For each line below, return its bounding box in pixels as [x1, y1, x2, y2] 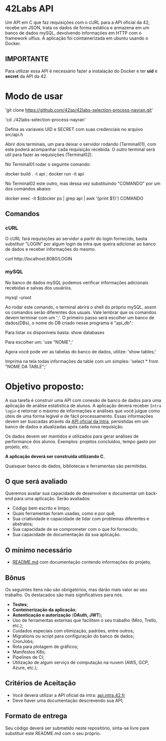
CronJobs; [12, 638, 34, 644]
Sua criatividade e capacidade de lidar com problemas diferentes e [12, 516, 150, 522]
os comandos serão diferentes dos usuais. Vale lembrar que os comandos [5, 309, 157, 315]
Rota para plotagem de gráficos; [12, 644, 78, 650]
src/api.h [5, 131, 23, 137]
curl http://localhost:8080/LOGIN [5, 256, 73, 262]
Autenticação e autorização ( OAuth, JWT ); [12, 612, 103, 618]
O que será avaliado [5, 477, 68, 486]
